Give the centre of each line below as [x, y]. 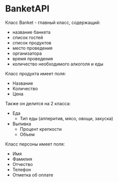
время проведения [33, 58]
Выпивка [22, 124]
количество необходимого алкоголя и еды [58, 64]
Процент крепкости [41, 129]
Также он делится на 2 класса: [38, 103]
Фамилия [22, 159]
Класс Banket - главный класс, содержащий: [53, 22]
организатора [27, 53]
